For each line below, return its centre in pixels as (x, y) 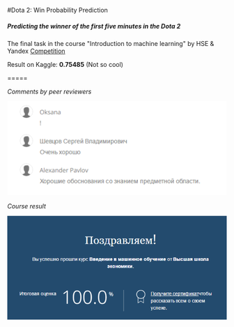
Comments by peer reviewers (49, 91)
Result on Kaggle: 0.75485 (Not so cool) (65, 64)
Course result (27, 206)
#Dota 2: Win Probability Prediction (57, 10)
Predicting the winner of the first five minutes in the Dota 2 (94, 26)
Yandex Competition (36, 51)
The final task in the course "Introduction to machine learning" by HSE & (111, 43)
